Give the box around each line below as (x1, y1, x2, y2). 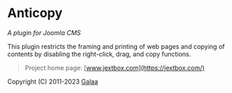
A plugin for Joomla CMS (7, 28, 82, 37)
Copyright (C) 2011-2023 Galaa (7, 77, 98, 86)
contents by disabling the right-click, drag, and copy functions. (7, 50, 192, 58)
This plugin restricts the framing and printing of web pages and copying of (7, 42, 225, 50)
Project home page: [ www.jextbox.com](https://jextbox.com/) (24, 63, 205, 72)
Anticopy (7, 5, 62, 21)
